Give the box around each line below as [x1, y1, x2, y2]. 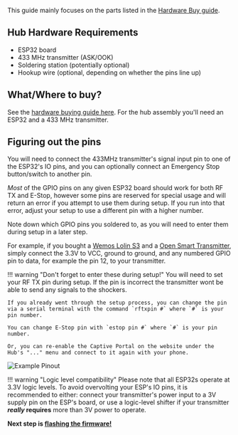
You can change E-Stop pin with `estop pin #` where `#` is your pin [7, 324, 218, 332]
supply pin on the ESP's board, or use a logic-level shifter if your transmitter [7, 398, 229, 407]
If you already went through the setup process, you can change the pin [7, 299, 227, 307]
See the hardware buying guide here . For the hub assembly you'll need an [7, 108, 224, 116]
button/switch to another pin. [7, 170, 92, 179]
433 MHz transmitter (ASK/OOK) [17, 53, 114, 61]
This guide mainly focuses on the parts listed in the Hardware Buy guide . [7, 6, 220, 14]
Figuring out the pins [7, 136, 102, 148]
